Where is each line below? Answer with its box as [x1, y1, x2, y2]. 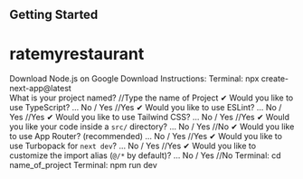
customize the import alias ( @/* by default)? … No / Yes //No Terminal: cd [9, 150, 282, 161]
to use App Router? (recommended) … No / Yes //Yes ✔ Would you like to [9, 131, 283, 142]
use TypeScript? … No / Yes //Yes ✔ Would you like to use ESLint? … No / [9, 102, 282, 113]
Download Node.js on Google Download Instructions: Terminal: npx [9, 73, 260, 84]
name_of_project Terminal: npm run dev [9, 160, 158, 171]
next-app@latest [9, 83, 72, 94]
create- [260, 73, 289, 84]
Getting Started [9, 7, 99, 23]
